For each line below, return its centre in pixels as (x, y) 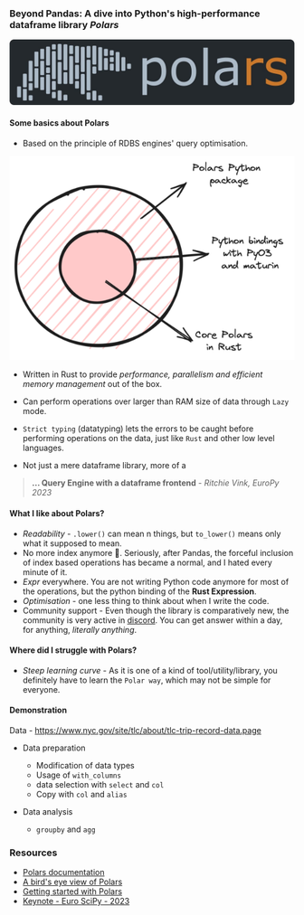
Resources (33, 853)
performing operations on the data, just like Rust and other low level (148, 439)
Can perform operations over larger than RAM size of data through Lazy (156, 401)
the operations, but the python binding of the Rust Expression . (139, 591)
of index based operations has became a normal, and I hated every (147, 562)
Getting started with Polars (72, 891)
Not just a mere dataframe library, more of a (104, 466)
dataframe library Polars (64, 24)
